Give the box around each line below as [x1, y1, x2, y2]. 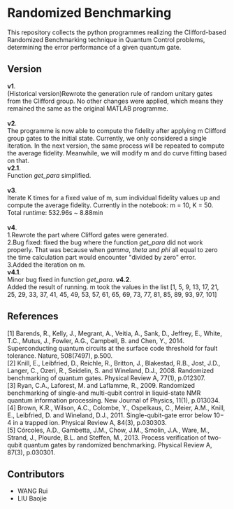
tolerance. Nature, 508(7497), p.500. [7, 351, 113, 360]
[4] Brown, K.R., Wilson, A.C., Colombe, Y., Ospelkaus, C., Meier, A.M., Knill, [7, 403, 226, 412]
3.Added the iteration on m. [7, 260, 86, 269]
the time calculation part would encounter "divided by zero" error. [7, 253, 197, 261]
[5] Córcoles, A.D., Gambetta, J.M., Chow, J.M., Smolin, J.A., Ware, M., [7, 426, 210, 434]
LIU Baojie [17, 494, 47, 503]
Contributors [7, 468, 65, 480]
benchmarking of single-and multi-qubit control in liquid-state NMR [7, 389, 201, 397]
